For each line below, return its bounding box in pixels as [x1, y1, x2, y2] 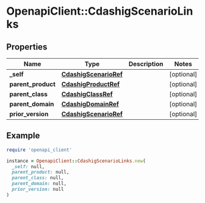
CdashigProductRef [61, 80, 120, 88]
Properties [6, 42, 48, 52]
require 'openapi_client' [6, 147, 72, 153]
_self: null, [12, 163, 45, 169]
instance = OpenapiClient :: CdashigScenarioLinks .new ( [6, 158, 146, 164]
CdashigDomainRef [61, 100, 119, 108]
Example [6, 130, 40, 141]
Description [128, 60, 164, 68]
